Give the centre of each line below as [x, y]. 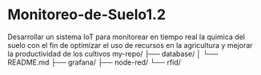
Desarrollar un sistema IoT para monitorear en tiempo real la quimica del [126, 37]
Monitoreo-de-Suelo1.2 [86, 15]
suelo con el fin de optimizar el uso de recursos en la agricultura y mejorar [130, 45]
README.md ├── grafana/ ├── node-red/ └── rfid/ [94, 62]
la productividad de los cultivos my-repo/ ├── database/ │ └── [113, 53]
